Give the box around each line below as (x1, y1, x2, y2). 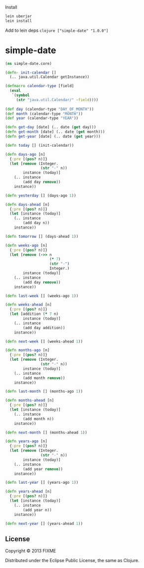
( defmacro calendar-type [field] (5, 84, 74, 89)
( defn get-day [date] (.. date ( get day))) (5, 125, 96, 130)
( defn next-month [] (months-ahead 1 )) (5, 430, 88, 435)
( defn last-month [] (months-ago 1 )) (5, 389, 83, 394)
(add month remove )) (23, 375, 65, 381)
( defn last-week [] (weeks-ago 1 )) (5, 293, 79, 298)
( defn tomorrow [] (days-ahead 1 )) (5, 234, 79, 239)
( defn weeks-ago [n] (5, 243, 48, 248)
